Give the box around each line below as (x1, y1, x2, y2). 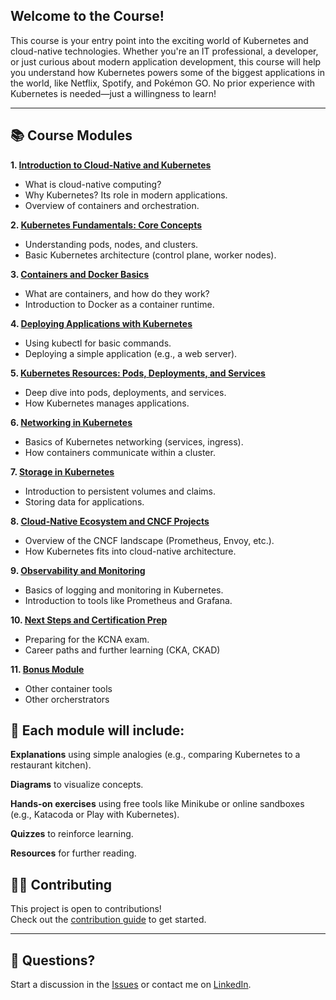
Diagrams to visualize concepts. (10, 779, 144, 791)
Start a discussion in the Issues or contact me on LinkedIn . (10, 979, 252, 991)
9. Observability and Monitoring (10, 564, 146, 576)
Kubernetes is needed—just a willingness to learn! (10, 87, 217, 99)
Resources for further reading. (10, 847, 137, 859)
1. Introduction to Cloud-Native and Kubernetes (10, 159, 212, 171)
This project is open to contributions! (10, 903, 162, 915)
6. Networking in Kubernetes (10, 416, 133, 428)
